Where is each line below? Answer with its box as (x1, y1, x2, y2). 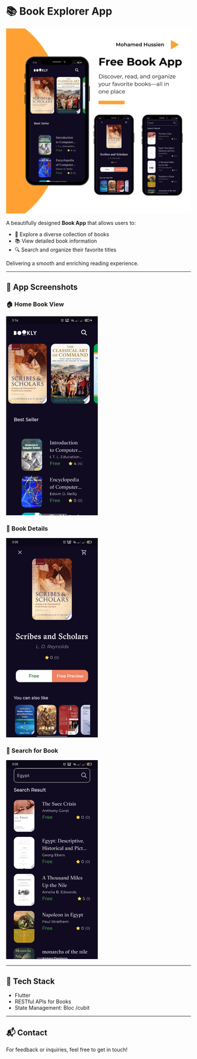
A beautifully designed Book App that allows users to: (6, 219, 136, 226)
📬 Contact (6, 1027, 47, 1037)
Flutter (14, 992, 31, 999)
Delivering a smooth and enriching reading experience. (6, 260, 139, 267)
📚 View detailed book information (14, 237, 97, 244)
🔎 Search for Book (6, 747, 59, 755)
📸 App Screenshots (6, 283, 78, 293)
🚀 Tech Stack (6, 976, 55, 986)
